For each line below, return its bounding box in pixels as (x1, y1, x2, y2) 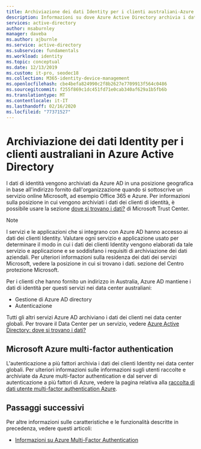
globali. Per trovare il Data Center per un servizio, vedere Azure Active (6, 320, 179, 328)
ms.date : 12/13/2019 (6, 64, 58, 71)
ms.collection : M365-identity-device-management (6, 75, 130, 81)
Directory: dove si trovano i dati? (6, 326, 86, 334)
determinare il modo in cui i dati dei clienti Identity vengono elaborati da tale (6, 241, 193, 248)
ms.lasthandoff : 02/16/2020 (6, 103, 77, 109)
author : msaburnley (6, 25, 55, 32)
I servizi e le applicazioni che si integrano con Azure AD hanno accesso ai (6, 228, 188, 236)
